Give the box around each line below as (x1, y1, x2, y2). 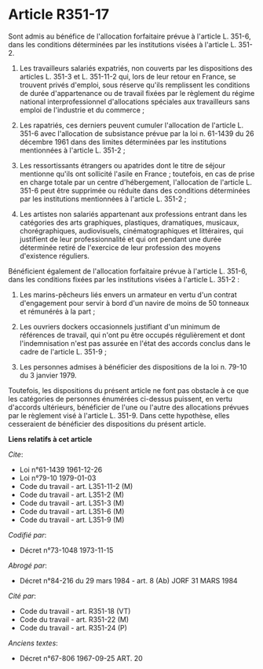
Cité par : (8, 591, 37, 601)
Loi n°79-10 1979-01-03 (19, 473, 97, 483)
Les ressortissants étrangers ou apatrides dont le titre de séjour (19, 160, 226, 170)
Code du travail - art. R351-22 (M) (19, 615, 130, 624)
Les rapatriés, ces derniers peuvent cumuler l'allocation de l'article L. (19, 120, 244, 130)
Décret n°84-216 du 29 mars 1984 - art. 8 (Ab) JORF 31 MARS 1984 (19, 575, 238, 585)
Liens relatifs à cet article (8, 434, 93, 443)
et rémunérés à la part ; (19, 307, 96, 316)
